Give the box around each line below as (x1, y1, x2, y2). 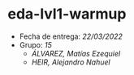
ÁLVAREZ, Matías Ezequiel (31, 48, 121, 58)
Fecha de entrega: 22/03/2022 (19, 31, 123, 41)
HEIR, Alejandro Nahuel (31, 57, 110, 67)
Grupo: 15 (19, 40, 52, 49)
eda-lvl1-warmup (7, 5, 127, 23)
